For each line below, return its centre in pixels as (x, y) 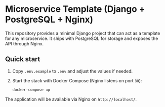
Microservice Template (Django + (75, 9)
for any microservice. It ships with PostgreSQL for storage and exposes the (82, 38)
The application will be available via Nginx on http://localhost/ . (71, 99)
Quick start (23, 59)
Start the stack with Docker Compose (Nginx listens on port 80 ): (77, 80)
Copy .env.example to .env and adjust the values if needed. (72, 71)
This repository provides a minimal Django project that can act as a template (83, 33)
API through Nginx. (24, 43)
